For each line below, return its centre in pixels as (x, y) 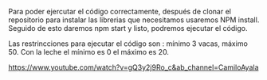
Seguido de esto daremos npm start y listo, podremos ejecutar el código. (128, 28)
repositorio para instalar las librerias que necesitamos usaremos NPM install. (134, 20)
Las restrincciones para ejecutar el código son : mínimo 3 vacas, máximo (128, 44)
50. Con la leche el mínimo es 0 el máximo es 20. (89, 52)
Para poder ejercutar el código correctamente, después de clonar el (120, 11)
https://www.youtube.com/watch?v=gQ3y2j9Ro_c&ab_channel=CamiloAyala (133, 67)
